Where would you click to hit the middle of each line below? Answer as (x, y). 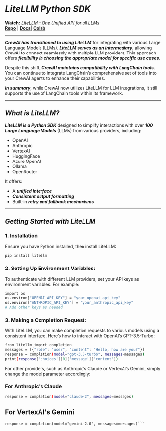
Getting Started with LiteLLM (50, 222)
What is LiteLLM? (32, 113)
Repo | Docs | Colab (25, 28)
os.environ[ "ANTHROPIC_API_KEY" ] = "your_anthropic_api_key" (69, 303)
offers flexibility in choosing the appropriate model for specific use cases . (83, 58)
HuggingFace (26, 156)
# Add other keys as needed (34, 307)
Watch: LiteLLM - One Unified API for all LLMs (52, 23)
